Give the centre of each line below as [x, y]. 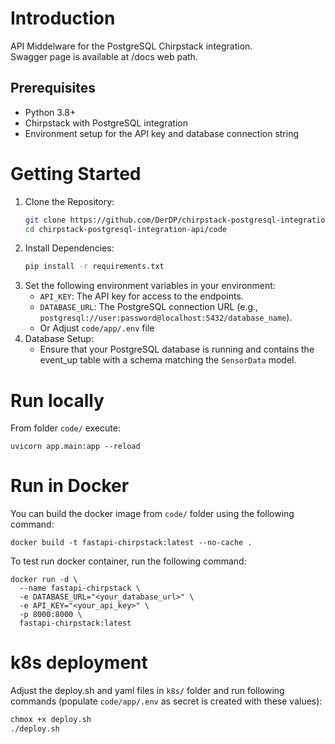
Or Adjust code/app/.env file [97, 328]
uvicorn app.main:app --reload [75, 447]
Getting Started [76, 173]
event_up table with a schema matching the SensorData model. [168, 360]
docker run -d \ [44, 580]
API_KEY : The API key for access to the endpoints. [141, 296]
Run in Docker [70, 486]
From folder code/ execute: [65, 428]
